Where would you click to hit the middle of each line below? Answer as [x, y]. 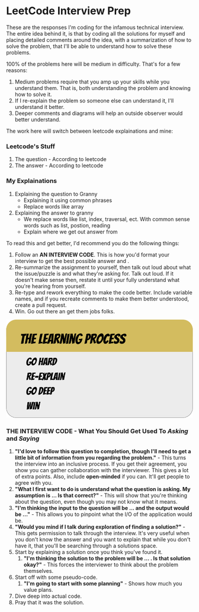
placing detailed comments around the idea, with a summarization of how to [99, 40]
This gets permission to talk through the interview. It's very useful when [102, 533]
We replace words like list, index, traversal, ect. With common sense [107, 219]
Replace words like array [54, 206]
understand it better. [40, 107]
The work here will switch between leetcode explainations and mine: [90, 131]
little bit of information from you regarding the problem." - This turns [100, 458]
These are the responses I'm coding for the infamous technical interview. [95, 27]
